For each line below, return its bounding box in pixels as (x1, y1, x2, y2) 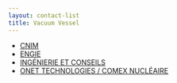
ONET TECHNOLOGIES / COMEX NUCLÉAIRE (19, 66, 169, 75)
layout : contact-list (8, 11, 80, 20)
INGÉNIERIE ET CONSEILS (19, 57, 106, 67)
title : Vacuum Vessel (8, 19, 80, 27)
